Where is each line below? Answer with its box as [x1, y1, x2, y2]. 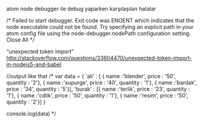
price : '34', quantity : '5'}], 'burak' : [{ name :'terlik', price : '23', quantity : [6, 85, 190, 93]
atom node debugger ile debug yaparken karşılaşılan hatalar [6, 5, 156, 12]
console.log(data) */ [6, 110, 56, 117]
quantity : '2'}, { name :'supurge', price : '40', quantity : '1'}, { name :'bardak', [6, 79, 197, 86]
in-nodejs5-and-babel [6, 61, 62, 68]
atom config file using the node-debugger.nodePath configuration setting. [6, 30, 191, 37]
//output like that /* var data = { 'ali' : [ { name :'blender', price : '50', [6, 73, 176, 79]
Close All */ [6, 36, 35, 43]
